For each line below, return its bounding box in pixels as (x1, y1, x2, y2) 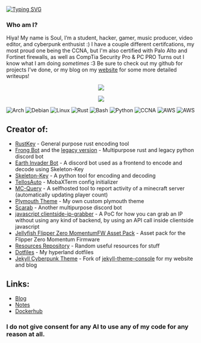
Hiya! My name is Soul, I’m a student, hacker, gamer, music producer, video (6, 34, 193, 41)
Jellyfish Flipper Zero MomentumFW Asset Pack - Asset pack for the (14, 229, 186, 237)
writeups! (6, 73, 30, 80)
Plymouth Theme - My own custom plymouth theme (14, 198, 144, 205)
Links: (6, 279, 30, 289)
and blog (14, 261, 37, 269)
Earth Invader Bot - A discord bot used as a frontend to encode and (14, 159, 182, 166)
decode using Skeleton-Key (14, 166, 84, 173)
